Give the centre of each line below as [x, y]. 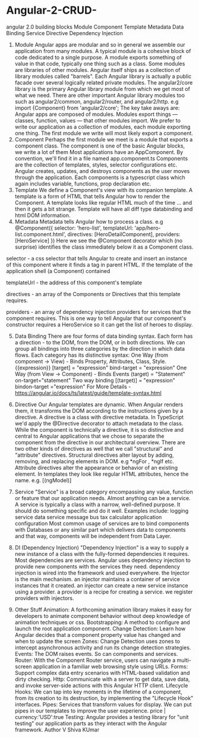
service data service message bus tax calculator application [88, 517]
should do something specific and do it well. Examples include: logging [102, 511]
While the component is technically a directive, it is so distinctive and [99, 429]
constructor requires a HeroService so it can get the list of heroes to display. [99, 324]
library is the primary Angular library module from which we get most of [102, 89]
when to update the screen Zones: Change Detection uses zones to [97, 641]
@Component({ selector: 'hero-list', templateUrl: [74, 228]
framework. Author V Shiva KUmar [57, 730]
